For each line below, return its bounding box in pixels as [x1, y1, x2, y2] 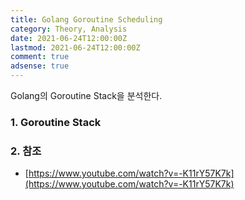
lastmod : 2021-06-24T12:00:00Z [10, 42, 141, 53]
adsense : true [10, 61, 70, 71]
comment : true [10, 52, 70, 62]
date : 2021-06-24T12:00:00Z [10, 33, 128, 43]
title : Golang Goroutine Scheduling [10, 14, 163, 25]
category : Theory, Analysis [10, 24, 128, 34]
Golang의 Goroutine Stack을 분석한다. [10, 90, 163, 101]
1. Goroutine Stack [10, 115, 102, 129]
